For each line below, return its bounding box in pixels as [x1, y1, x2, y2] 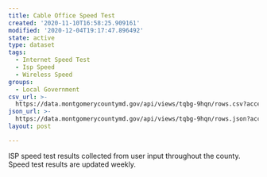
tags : [8, 48, 26, 56]
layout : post [8, 122, 52, 130]
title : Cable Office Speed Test [8, 11, 115, 20]
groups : [8, 78, 34, 86]
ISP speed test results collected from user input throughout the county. [8, 151, 241, 160]
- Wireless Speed [15, 71, 73, 79]
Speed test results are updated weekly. [8, 160, 137, 169]
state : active [8, 33, 56, 42]
